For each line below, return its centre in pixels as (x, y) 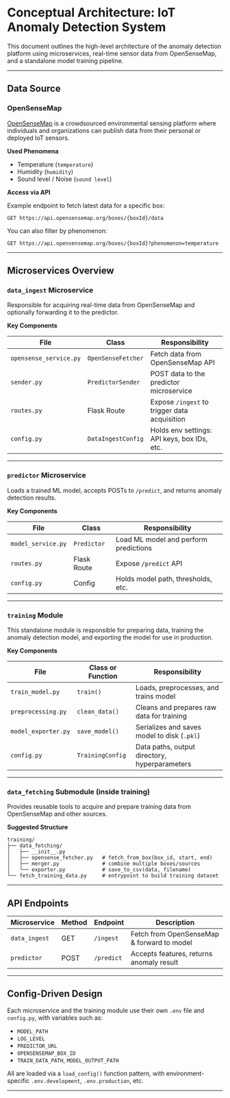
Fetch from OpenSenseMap (175, 934)
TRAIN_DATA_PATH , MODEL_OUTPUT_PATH (68, 1060)
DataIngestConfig (115, 439)
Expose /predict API (149, 563)
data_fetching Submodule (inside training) (79, 792)
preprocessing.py (39, 711)
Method (74, 923)
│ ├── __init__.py (37, 852)
